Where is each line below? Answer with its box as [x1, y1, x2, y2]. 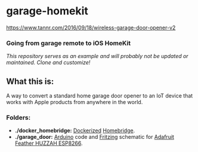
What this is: [6, 76, 54, 86]
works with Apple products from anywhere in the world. [6, 99, 143, 106]
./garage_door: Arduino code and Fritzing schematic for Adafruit [14, 133, 175, 141]
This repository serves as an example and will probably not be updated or [6, 53, 189, 60]
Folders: [6, 113, 31, 121]
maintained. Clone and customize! [6, 59, 91, 66]
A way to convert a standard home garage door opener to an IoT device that [6, 92, 193, 99]
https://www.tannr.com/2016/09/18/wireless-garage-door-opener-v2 [6, 24, 176, 31]
